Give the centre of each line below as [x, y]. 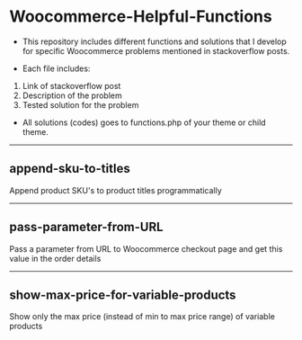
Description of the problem [72, 95]
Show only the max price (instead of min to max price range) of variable [142, 317]
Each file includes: [56, 68]
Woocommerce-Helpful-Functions [141, 17]
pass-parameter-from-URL [86, 227]
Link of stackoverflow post [71, 85]
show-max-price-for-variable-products [123, 295]
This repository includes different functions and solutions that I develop [155, 41]
